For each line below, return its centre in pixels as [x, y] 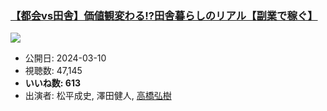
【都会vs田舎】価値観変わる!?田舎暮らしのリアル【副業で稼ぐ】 [164, 15]
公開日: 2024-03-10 [65, 58]
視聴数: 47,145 [53, 71]
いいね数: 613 [52, 83]
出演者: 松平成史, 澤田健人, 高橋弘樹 [98, 96]
